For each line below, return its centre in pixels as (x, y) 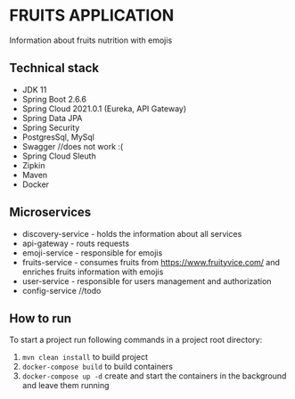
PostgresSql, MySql (58, 137)
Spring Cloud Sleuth (59, 156)
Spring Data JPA (52, 118)
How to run (41, 318)
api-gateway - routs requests (76, 243)
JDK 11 (34, 89)
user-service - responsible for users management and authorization (147, 281)
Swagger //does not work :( (73, 146)
